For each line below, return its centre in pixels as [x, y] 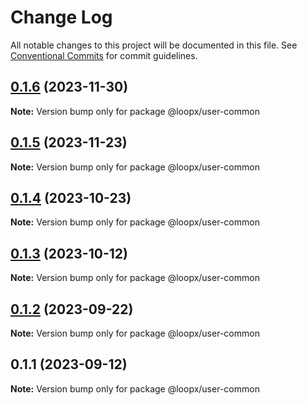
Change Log [61, 17]
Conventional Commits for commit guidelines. [104, 55]
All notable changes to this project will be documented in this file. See [154, 45]
